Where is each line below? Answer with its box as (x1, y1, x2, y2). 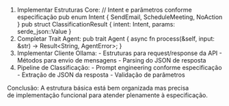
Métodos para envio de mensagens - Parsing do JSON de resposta (16, 56, 206, 64)
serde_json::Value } (16, 27, 72, 35)
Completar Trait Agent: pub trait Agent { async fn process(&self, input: (16, 35, 215, 43)
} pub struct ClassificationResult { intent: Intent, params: (16, 20, 176, 28)
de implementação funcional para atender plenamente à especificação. (7, 91, 208, 99)
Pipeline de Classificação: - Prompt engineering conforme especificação (16, 64, 222, 71)
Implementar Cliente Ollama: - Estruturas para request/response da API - (16, 49, 222, 57)
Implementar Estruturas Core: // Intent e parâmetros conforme (16, 6, 193, 14)
